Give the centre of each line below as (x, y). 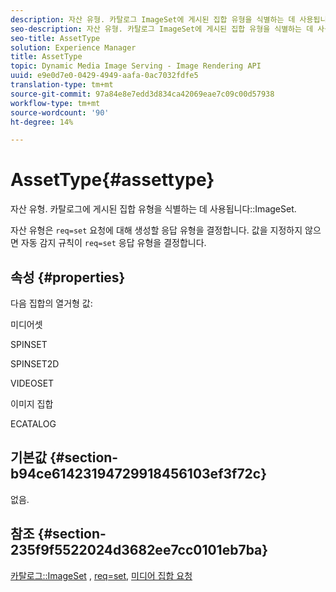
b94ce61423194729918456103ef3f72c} (139, 474)
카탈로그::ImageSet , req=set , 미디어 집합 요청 (101, 575)
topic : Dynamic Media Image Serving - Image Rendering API (136, 66)
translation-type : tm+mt (62, 85)
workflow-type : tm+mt (55, 103)
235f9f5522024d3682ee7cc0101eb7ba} (139, 550)
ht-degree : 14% (42, 122)
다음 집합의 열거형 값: (51, 303)
